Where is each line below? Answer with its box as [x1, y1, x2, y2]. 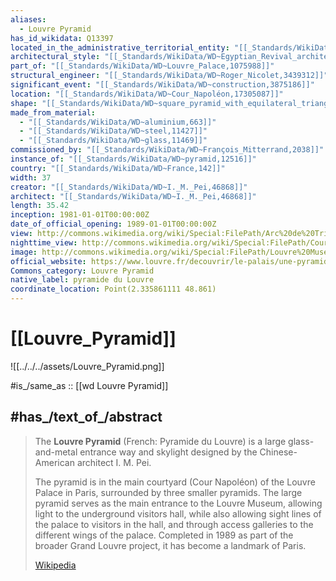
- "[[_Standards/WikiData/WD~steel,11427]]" [19, 126, 208, 136]
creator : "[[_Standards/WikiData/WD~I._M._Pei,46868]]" [10, 182, 248, 192]
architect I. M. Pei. [76, 456, 152, 468]
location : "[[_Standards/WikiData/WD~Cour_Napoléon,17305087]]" [10, 89, 284, 99]
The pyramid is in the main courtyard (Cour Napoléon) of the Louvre [34, 476, 316, 488]
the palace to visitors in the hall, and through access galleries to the [34, 518, 314, 530]
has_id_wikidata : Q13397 [10, 33, 114, 43]
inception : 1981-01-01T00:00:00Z [10, 210, 150, 220]
